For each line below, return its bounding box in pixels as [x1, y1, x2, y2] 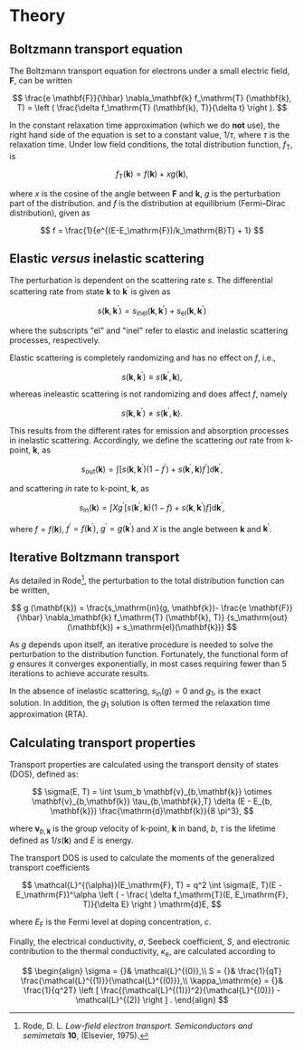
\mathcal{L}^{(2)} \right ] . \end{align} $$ [75, 994, 229, 1005]
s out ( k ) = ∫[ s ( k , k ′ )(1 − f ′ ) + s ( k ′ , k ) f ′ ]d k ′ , [81, 462, 223, 476]
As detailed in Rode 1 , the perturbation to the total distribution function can [9, 574, 285, 586]
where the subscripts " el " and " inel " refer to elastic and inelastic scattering [9, 325, 289, 336]
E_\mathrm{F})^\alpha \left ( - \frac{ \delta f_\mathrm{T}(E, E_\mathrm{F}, [15, 889, 289, 901]
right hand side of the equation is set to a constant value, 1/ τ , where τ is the [9, 129, 290, 140]
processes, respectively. [9, 334, 101, 345]
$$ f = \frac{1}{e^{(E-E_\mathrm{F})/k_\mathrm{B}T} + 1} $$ [40, 224, 264, 235]
